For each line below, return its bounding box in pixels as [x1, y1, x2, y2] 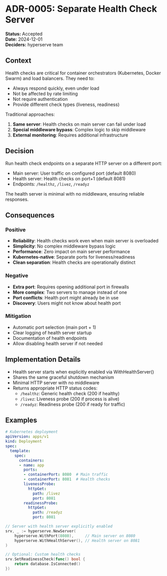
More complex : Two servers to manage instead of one [12, 289, 127, 295]
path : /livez [32, 491, 60, 496]
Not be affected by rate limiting [12, 90, 78, 97]
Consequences [5, 211, 55, 220]
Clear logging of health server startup [12, 330, 92, 336]
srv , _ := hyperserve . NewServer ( [5, 528, 76, 534]
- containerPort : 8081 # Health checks [23, 477, 110, 482]
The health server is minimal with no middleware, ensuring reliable [5, 190, 145, 197]
